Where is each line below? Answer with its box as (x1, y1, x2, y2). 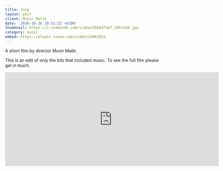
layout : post (5, 12, 32, 17)
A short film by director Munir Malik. (5, 47, 77, 54)
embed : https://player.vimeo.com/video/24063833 (5, 35, 106, 40)
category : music (5, 30, 38, 35)
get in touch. (5, 62, 31, 68)
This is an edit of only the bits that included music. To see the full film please (5, 57, 159, 63)
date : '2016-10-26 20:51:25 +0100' (5, 21, 78, 26)
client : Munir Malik (5, 16, 47, 21)
